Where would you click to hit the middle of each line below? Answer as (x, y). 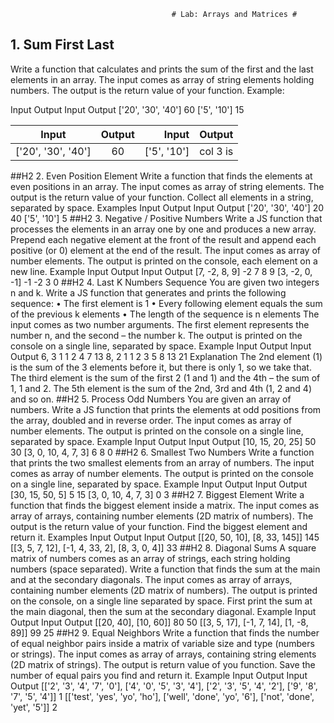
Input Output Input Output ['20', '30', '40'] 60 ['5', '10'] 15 (127, 109)
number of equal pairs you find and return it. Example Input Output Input (159, 675)
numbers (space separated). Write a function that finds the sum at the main (165, 569)
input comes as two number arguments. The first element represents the (160, 324)
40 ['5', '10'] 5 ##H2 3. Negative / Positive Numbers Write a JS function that (166, 218)
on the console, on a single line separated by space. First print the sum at (161, 601)
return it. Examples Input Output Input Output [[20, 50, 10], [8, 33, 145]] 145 (165, 537)
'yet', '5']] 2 (34, 707)
